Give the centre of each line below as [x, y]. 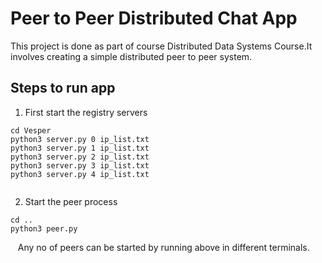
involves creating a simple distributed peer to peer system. [131, 56]
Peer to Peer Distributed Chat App [154, 18]
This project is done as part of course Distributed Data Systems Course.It [161, 46]
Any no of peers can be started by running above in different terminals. [163, 247]
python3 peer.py [44, 228]
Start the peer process [71, 201]
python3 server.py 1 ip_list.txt [80, 148]
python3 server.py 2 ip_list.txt [80, 157]
